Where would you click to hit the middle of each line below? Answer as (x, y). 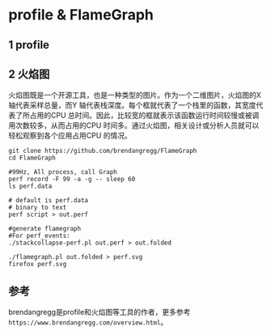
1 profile (29, 45)
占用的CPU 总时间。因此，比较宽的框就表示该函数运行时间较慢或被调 (144, 116)
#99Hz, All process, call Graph (63, 172)
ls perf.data (30, 187)
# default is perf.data (49, 201)
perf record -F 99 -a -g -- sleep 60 (72, 180)
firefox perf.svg (38, 265)
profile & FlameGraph (81, 15)
